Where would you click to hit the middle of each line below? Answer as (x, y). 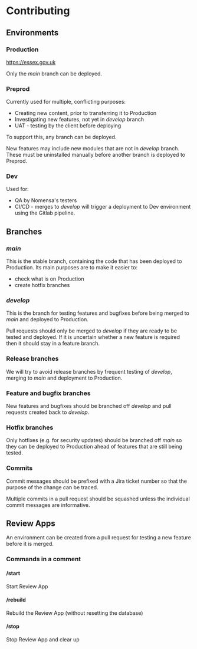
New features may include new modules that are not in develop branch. (93, 149)
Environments (32, 33)
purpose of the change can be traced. (52, 487)
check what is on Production (49, 279)
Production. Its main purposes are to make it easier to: (72, 268)
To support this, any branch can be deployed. (61, 137)
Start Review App (27, 586)
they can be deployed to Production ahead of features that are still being (94, 447)
